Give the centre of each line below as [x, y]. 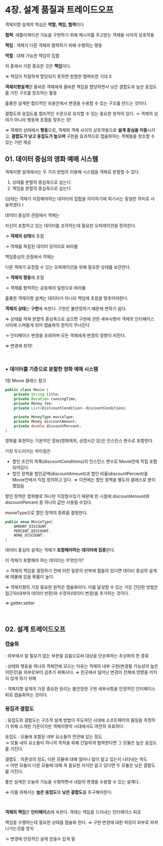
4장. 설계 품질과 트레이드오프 [59, 10]
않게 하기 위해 [23, 678]
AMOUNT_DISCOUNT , [31, 526]
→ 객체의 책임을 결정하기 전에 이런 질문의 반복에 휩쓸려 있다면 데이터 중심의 [76, 571]
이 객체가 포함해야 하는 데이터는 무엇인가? [45, 560]
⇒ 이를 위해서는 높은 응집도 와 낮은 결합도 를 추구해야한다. [59, 792]
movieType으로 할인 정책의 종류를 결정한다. [46, 513]
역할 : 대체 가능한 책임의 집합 [32, 55]
